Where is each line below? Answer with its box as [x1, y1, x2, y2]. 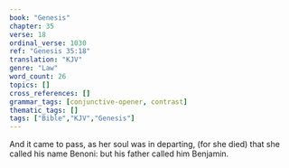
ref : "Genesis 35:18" [9, 47, 91, 56]
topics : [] [9, 80, 51, 89]
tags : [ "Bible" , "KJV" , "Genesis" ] [9, 114, 135, 123]
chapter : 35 [9, 22, 54, 31]
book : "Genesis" [9, 13, 70, 23]
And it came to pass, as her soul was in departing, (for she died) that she [9, 139, 280, 150]
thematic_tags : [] [9, 106, 79, 115]
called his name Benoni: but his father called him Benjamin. [9, 148, 229, 159]
